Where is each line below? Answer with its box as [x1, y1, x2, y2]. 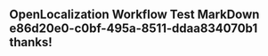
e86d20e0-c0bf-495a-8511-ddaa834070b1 [9, 21, 258, 36]
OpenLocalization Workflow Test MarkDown [9, 7, 260, 22]
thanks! [9, 35, 53, 50]
